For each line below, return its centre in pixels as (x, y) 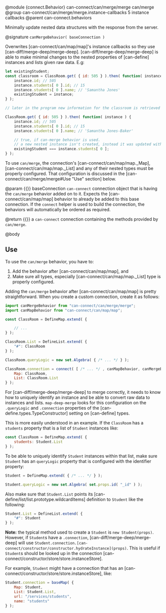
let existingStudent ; (27, 71)
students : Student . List (39, 442)
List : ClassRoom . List (36, 378)
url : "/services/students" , (43, 596)
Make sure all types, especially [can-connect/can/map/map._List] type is (86, 276)
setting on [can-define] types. (99, 413)
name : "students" (32, 601)
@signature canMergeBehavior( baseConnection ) (55, 37)
